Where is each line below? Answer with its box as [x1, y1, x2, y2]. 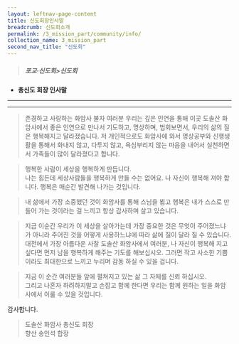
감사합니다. [7, 305, 38, 313]
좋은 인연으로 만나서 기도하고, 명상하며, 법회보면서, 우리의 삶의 [49, 122, 223, 131]
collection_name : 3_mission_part [7, 37, 107, 44]
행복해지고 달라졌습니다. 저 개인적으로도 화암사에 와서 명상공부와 [32, 131, 211, 140]
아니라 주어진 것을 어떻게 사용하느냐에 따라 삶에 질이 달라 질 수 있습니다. [32, 230, 232, 239]
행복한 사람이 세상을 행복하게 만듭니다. [24, 164, 132, 173]
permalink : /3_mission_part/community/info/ [7, 30, 142, 38]
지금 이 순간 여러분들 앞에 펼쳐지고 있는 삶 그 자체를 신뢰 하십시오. [24, 272, 207, 281]
